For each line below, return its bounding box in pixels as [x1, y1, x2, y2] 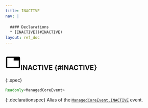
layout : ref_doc [5, 35, 40, 40]
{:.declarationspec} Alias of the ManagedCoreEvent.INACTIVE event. [5, 97, 143, 103]
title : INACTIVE [5, 8, 40, 13]
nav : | [5, 13, 19, 19]
